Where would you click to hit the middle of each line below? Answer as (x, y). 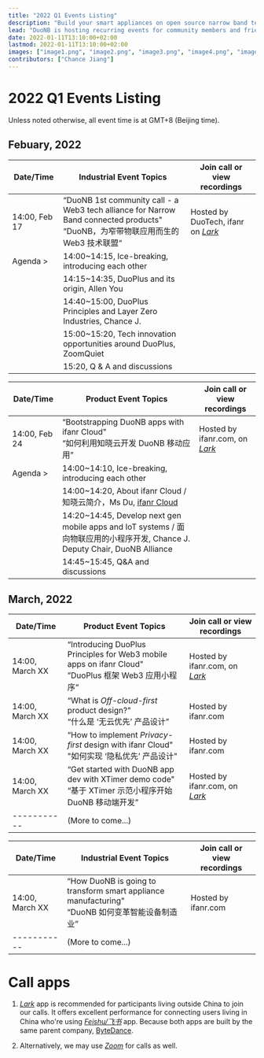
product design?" (99, 711)
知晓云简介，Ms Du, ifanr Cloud (120, 502)
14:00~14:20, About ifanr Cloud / (124, 490)
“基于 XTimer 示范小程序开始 (120, 790)
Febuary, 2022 (45, 145)
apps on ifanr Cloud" (105, 664)
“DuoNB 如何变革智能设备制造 (122, 912)
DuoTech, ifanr (218, 221)
